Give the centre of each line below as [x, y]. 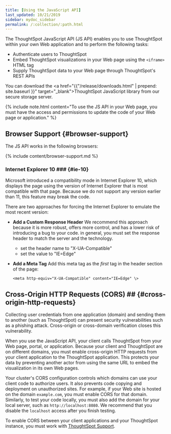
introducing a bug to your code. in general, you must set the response [86, 233]
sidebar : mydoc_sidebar [31, 19]
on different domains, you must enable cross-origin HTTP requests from [81, 352]
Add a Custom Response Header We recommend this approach [80, 222]
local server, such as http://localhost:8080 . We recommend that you [79, 405]
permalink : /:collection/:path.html [44, 24]
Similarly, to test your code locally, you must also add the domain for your [82, 400]
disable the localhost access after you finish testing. [61, 411]
